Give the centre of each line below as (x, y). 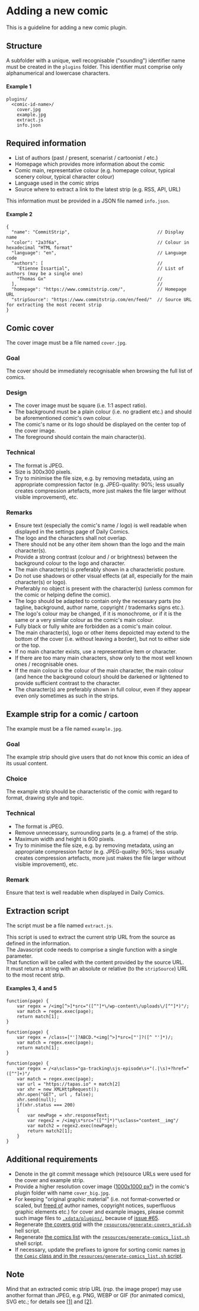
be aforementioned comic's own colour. (63, 418)
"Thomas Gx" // (90, 279)
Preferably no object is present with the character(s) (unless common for (104, 588)
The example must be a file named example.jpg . (64, 728)
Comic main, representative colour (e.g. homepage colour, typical (95, 170)
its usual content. (27, 763)
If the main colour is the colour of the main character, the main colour (99, 670)
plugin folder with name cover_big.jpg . (62, 1193)
